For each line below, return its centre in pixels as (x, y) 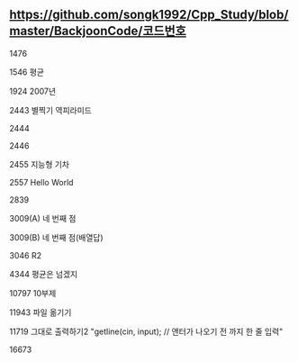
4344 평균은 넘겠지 (44, 274)
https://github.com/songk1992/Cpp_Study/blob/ (149, 15)
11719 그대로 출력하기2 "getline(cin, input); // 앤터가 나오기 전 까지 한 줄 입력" (146, 331)
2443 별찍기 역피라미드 (50, 110)
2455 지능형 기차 (40, 164)
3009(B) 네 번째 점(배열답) (56, 237)
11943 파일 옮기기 (41, 312)
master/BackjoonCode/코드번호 (98, 31)
